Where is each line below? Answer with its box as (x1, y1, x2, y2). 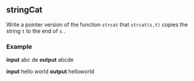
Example (6, 42, 33, 51)
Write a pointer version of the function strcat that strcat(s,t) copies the (6, 21, 188, 28)
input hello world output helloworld (6, 68, 95, 75)
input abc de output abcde (6, 56, 74, 63)
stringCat (6, 5, 43, 15)
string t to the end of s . (6, 27, 66, 34)
